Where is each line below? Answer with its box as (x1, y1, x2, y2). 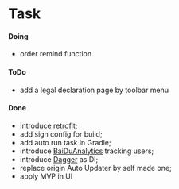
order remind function (19, 49, 92, 59)
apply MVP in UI (19, 172, 73, 181)
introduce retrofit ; (19, 121, 78, 130)
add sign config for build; (19, 129, 103, 139)
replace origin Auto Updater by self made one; (19, 163, 173, 172)
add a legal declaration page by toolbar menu (19, 85, 169, 94)
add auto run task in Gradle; (19, 137, 111, 147)
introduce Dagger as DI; (19, 154, 99, 164)
